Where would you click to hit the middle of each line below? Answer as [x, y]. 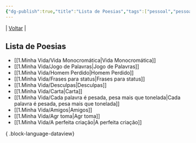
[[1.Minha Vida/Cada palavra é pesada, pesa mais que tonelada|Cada [97, 97]
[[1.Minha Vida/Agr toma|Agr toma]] [57, 116]
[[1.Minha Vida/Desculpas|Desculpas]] [60, 85]
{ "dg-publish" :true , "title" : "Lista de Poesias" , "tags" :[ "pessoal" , [90, 11]
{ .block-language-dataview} [40, 134]
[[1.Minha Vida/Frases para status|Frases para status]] [79, 79]
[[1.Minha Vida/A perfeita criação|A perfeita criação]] [78, 123]
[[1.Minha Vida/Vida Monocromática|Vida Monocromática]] [85, 60]
